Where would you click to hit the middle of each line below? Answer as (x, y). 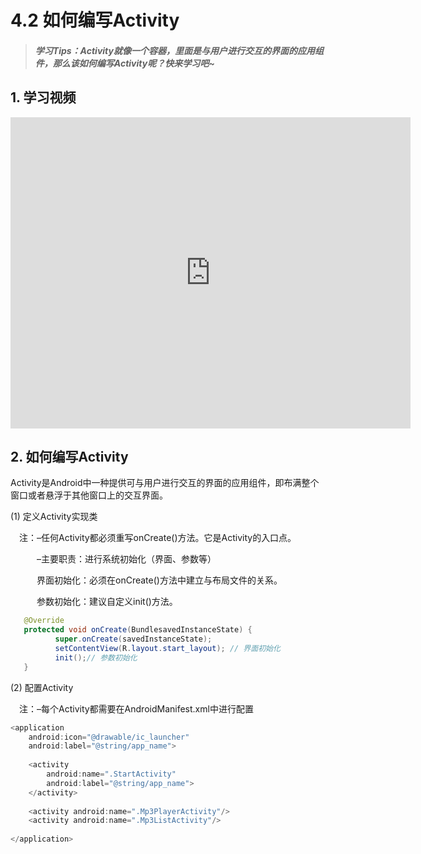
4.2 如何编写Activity (95, 20)
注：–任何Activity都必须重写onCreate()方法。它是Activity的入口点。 (157, 538)
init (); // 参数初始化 (96, 657)
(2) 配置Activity (42, 687)
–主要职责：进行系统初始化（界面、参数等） (126, 559)
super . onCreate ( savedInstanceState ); (133, 639)
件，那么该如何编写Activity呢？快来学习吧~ (124, 63)
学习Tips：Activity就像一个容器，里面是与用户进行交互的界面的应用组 (179, 50)
